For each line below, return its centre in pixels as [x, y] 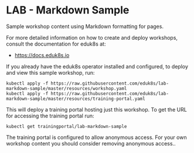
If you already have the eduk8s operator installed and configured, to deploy [97, 66]
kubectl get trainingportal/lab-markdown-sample [67, 126]
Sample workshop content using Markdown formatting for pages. [85, 26]
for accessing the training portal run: [50, 116]
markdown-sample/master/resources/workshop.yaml [67, 88]
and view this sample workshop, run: [50, 72]
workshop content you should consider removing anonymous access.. [91, 143]
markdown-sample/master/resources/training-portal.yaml [76, 99]
